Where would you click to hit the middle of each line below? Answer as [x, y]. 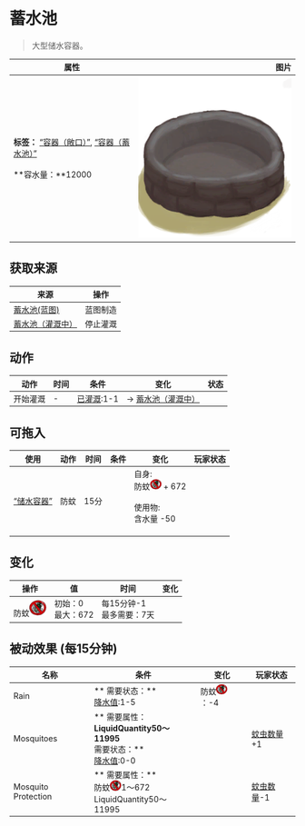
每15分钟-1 [124, 603]
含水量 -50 [155, 519]
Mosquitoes [35, 739]
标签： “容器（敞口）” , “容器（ [68, 143]
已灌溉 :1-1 [98, 398]
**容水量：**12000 [53, 174]
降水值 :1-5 [115, 702]
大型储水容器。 [59, 45]
